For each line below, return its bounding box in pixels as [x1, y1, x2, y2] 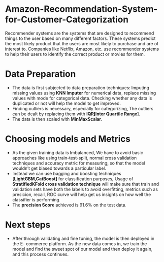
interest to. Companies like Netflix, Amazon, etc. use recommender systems [5, 46, 159, 52]
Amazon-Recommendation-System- [5, 3, 158, 15]
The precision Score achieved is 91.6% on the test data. [12, 202, 127, 208]
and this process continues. [12, 251, 69, 257]
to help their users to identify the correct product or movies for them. [5, 51, 145, 57]
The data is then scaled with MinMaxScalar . [12, 116, 102, 122]
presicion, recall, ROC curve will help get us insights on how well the [12, 191, 151, 197]
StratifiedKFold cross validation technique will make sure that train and [12, 181, 159, 187]
